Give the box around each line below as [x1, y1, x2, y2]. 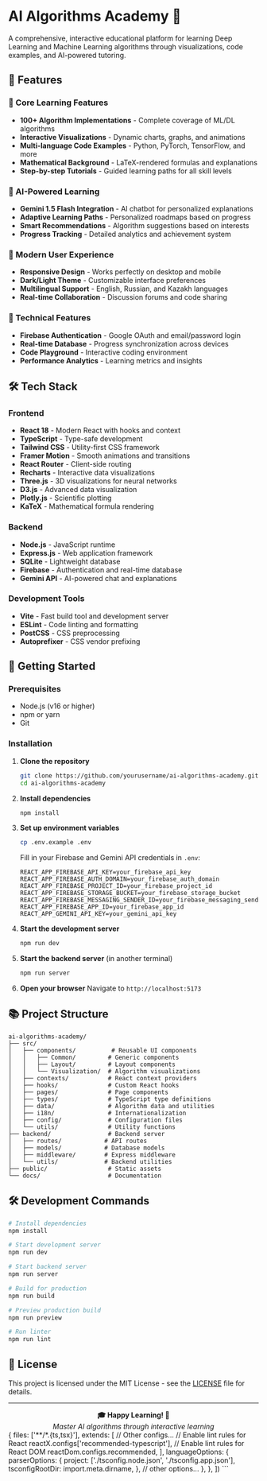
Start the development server [19, 924, 120, 933]
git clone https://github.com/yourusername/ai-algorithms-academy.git [19, 771, 259, 780]
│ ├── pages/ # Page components [8, 1088, 169, 1096]
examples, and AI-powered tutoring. [8, 50, 126, 60]
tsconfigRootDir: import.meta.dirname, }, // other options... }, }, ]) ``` [8, 1464, 229, 1473]
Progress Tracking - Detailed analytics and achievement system [19, 229, 232, 238]
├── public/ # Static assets [8, 1165, 161, 1173]
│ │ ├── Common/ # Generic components [8, 1053, 180, 1061]
